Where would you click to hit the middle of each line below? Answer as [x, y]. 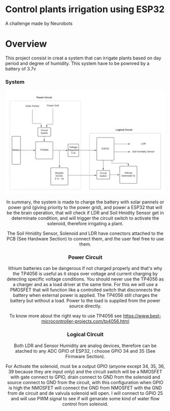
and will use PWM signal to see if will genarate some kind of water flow [85, 398]
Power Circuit [85, 257]
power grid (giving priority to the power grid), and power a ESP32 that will [85, 207]
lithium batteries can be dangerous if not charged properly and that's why [85, 268]
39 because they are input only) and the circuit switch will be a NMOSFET [85, 371]
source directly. [85, 306]
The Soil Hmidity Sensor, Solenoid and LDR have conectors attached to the [85, 233]
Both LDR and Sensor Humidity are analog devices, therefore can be [85, 346]
